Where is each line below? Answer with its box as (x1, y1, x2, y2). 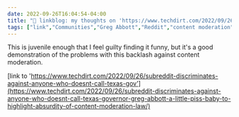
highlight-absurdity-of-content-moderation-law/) (7, 102, 151, 111)
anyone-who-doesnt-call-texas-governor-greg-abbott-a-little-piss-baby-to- (7, 94, 231, 103)
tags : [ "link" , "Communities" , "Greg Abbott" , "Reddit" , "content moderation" (7, 23, 234, 30)
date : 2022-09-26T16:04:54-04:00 (7, 10, 107, 18)
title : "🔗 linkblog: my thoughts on (7, 17, 116, 24)
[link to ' (7, 72, 31, 80)
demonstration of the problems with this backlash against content (7, 50, 200, 59)
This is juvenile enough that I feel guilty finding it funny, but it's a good (7, 43, 213, 52)
